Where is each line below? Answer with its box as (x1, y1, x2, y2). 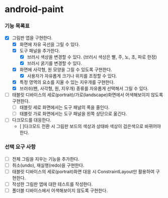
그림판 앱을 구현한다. (12, 35, 53, 41)
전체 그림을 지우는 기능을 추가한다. (12, 156, 79, 162)
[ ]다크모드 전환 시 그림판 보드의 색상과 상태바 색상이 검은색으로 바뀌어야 (19, 123, 161, 129)
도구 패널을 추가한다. (19, 47, 60, 53)
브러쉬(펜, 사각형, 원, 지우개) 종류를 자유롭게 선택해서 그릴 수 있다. (19, 85, 149, 91)
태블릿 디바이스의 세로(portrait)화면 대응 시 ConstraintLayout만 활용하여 (12, 168, 155, 174)
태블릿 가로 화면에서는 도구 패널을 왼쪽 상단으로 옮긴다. (19, 111, 127, 117)
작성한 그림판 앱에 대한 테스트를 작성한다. (12, 181, 93, 187)
